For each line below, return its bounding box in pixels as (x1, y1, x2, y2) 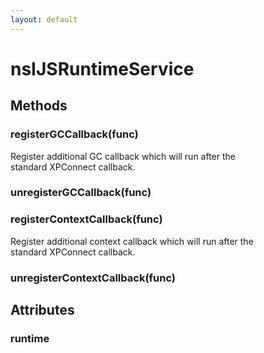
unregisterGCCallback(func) (10, 186, 152, 200)
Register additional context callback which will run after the (10, 235, 254, 247)
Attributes (10, 302, 75, 319)
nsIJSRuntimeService (10, 57, 195, 80)
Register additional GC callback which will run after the (10, 150, 237, 162)
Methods (10, 97, 68, 115)
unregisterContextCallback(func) (10, 271, 177, 285)
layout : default (10, 14, 78, 25)
